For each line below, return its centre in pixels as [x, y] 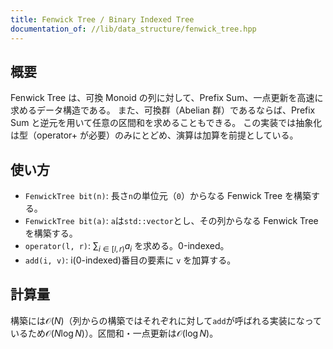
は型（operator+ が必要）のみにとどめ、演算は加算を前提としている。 [154, 135]
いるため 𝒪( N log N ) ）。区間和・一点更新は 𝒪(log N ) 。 [114, 333]
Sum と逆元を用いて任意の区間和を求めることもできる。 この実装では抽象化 [166, 123]
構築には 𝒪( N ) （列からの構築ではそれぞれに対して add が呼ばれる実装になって [166, 320]
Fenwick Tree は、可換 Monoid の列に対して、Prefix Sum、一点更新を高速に [167, 98]
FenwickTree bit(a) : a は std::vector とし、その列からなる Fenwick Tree [171, 221]
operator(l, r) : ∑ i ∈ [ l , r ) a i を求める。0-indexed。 [127, 247]
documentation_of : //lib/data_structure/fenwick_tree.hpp [133, 29]
